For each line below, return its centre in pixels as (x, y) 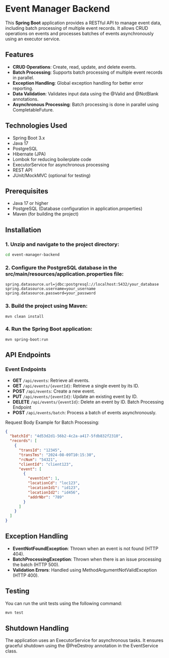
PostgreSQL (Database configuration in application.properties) (77, 209)
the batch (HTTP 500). (36, 564)
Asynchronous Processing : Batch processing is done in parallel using (86, 104)
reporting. (23, 88)
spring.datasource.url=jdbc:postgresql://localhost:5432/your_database (82, 285)
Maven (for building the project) (46, 214)
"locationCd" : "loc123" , (54, 483)
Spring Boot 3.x (29, 138)
